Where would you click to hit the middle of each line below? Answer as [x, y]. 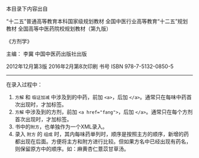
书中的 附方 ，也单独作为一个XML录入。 [61, 127]
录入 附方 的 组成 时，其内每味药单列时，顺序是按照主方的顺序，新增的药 [102, 134]
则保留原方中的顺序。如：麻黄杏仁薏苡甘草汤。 [72, 149]
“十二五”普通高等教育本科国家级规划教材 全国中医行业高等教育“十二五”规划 [97, 21]
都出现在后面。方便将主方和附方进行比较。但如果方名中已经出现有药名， [103, 141]
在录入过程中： [24, 84]
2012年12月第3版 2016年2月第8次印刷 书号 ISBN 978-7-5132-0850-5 [90, 66]
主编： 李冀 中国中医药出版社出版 [46, 54]
